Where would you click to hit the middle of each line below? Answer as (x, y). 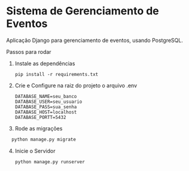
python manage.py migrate (44, 139)
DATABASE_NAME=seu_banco (46, 96)
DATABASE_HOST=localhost (46, 112)
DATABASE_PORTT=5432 (40, 117)
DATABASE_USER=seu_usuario (48, 102)
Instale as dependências (45, 63)
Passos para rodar (29, 51)
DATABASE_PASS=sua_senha (46, 107)
